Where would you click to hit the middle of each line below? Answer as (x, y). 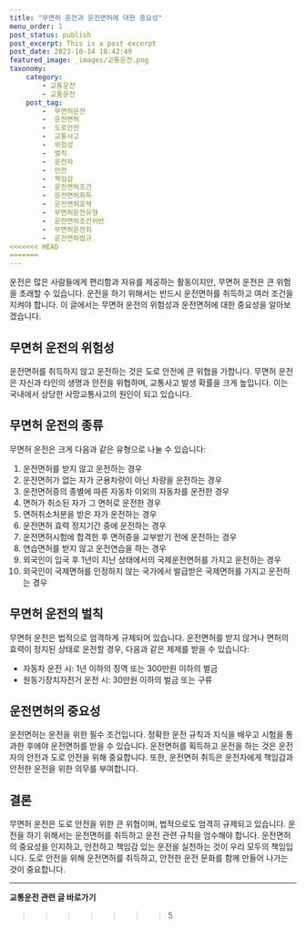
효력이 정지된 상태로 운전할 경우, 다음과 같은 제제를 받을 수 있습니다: (129, 648)
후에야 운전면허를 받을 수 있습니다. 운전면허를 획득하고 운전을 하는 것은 (151, 746)
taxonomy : (28, 69)
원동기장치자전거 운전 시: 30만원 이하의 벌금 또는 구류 (117, 679)
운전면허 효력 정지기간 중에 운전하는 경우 (94, 526)
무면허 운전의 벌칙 (56, 614)
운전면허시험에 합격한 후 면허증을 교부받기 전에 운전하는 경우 (130, 536)
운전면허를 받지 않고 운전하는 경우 (82, 468)
